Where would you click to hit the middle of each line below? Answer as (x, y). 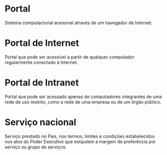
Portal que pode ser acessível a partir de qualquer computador (70, 57)
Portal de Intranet (42, 83)
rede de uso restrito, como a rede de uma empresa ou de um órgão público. (83, 102)
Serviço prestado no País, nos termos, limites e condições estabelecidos (80, 136)
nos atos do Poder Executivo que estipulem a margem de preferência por (80, 141)
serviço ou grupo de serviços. (36, 147)
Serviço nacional (40, 122)
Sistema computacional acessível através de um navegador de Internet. (78, 23)
